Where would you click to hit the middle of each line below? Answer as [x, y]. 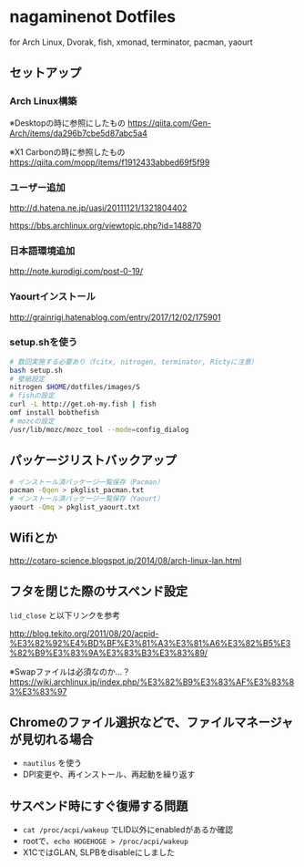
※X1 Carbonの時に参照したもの [67, 151]
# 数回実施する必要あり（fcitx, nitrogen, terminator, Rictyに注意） [134, 362]
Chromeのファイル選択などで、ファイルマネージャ [152, 722]
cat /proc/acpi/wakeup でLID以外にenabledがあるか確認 [128, 830]
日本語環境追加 [42, 251]
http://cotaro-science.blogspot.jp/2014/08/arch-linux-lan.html [126, 560]
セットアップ [46, 73]
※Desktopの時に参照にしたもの [67, 123]
